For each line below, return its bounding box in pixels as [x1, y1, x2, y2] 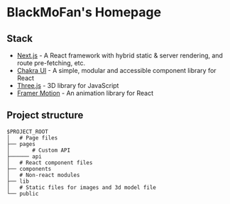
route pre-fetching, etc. [16, 59, 86, 67]
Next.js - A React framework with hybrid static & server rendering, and [16, 51, 223, 59]
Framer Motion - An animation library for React [16, 89, 154, 97]
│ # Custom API [6, 147, 71, 154]
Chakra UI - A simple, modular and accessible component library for [16, 67, 217, 74]
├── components [6, 165, 52, 172]
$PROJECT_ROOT [6, 128, 49, 135]
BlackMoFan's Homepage [6, 4, 161, 21]
